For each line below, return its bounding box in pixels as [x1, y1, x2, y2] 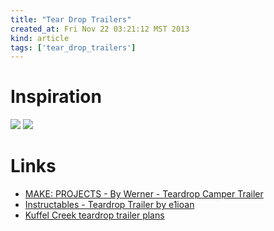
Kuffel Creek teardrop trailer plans [24, 209, 165, 221]
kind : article [10, 33, 70, 43]
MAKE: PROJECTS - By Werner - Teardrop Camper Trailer [24, 188, 264, 200]
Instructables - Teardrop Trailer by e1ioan [24, 199, 195, 211]
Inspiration [10, 86, 102, 108]
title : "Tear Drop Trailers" [10, 14, 132, 25]
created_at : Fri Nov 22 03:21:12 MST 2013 [10, 24, 190, 34]
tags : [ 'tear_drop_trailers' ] [10, 42, 137, 53]
